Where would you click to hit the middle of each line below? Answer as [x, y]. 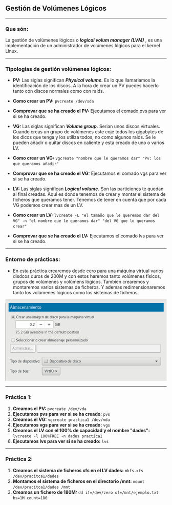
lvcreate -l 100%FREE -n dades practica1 [57, 436]
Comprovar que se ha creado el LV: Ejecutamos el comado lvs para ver [88, 236]
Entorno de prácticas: [33, 259]
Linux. [12, 51]
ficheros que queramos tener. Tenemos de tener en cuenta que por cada [89, 200]
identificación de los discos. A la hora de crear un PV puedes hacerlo [85, 86]
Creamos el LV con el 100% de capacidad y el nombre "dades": [81, 430]
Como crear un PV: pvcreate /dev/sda [53, 101]
